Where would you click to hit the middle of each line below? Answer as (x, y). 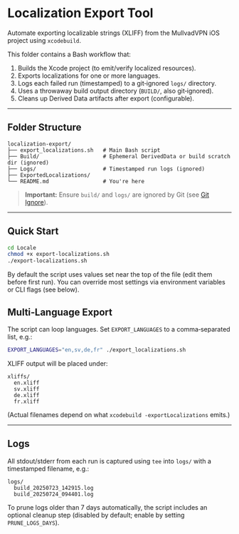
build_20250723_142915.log (54, 488)
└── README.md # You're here (76, 181)
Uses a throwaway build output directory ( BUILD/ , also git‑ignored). (116, 91)
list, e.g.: (20, 337)
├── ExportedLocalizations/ (49, 175)
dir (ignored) (28, 163)
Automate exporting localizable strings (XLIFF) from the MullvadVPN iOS (114, 33)
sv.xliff (27, 389)
